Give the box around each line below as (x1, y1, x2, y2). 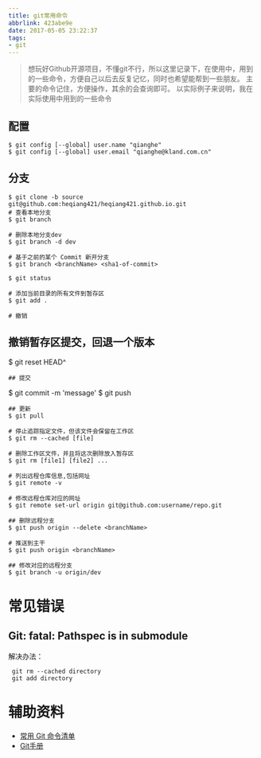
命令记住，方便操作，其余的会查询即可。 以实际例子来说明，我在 (41, 84, 253, 94)
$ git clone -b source (8, 192, 84, 201)
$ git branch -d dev (8, 238, 77, 246)
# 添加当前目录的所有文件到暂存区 (8, 290, 105, 297)
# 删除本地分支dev (8, 231, 62, 239)
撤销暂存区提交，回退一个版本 (8, 336, 155, 349)
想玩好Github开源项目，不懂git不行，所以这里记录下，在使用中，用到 (27, 64, 253, 74)
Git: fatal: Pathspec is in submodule (8, 629, 189, 643)
